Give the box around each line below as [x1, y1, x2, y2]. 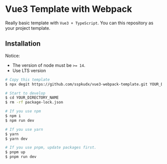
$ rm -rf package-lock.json [5, 100, 64, 105]
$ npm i [5, 113, 21, 118]
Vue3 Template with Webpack [5, 3, 132, 15]
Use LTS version [12, 67, 46, 73]
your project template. [5, 25, 51, 31]
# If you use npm [5, 109, 41, 114]
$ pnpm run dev [5, 155, 37, 160]
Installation [5, 40, 41, 48]
